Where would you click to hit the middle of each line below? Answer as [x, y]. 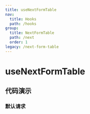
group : [12, 28]
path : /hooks [23, 24]
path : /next [22, 38]
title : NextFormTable [32, 33]
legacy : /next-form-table [32, 47]
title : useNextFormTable [31, 10]
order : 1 [19, 42]
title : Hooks [23, 19]
